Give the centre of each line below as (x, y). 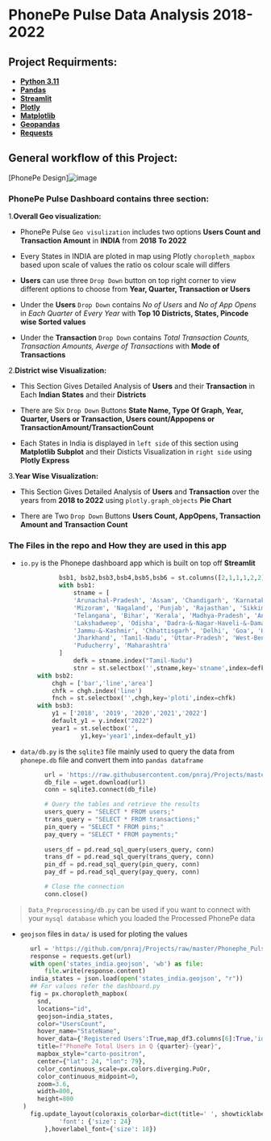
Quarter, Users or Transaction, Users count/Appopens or (117, 419)
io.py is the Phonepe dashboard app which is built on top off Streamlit (138, 563)
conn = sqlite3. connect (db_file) (100, 790)
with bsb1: (77, 585)
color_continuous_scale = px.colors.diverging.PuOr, (124, 1069)
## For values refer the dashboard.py (95, 987)
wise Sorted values (53, 322)
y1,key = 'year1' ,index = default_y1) (138, 736)
